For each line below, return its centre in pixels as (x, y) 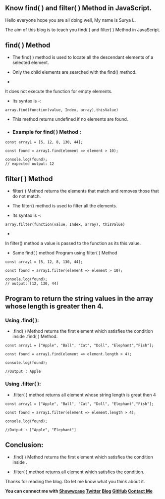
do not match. (27, 196)
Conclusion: (24, 445)
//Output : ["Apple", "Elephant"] (41, 430)
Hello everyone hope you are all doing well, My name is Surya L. (71, 20)
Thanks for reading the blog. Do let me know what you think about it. (75, 481)
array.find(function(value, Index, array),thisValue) (62, 110)
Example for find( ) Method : (47, 132)
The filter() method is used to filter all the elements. (65, 205)
